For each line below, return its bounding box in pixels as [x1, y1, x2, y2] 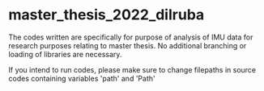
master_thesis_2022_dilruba [8, 6, 205, 24]
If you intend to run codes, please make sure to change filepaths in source [8, 64, 257, 74]
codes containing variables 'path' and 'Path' [8, 73, 155, 83]
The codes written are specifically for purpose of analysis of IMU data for [8, 32, 253, 42]
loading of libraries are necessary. [8, 49, 122, 59]
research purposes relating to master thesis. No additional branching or [8, 40, 247, 50]
